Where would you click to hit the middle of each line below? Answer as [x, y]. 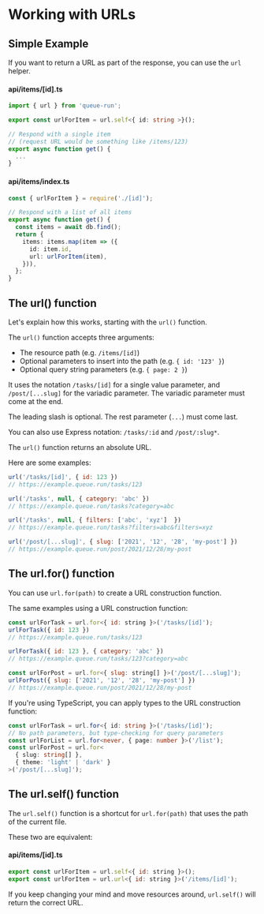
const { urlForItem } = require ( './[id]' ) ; [81, 198]
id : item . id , [50, 249]
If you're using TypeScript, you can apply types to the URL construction [125, 702]
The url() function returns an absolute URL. [80, 447]
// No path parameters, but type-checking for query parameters [116, 733]
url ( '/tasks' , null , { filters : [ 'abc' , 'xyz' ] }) [95, 520]
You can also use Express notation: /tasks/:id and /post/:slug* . [114, 432]
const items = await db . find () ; [69, 227]
